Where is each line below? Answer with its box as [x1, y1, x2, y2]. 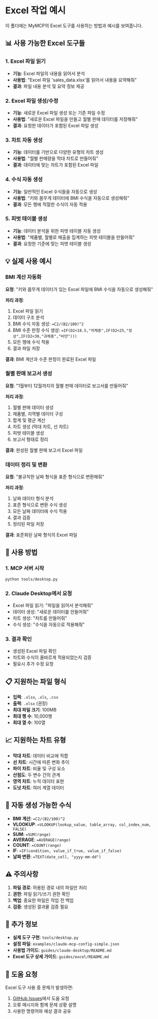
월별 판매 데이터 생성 [12, 404, 54, 410]
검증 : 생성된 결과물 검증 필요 [12, 904, 69, 910]
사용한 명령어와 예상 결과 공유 [12, 1008, 71, 1014]
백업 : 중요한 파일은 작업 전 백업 [12, 897, 74, 903]
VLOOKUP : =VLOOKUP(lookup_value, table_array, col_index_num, [12, 821, 151, 827]
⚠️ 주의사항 [5, 870, 39, 879]
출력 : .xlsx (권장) [12, 700, 48, 706]
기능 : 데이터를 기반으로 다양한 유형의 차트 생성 [12, 149, 104, 155]
